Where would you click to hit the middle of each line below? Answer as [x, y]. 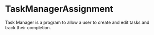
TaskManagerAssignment [59, 9]
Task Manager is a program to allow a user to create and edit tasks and [77, 22]
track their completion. [28, 27]
